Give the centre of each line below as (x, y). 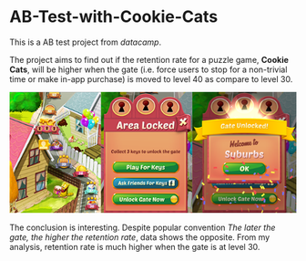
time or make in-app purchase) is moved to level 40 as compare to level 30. (151, 78)
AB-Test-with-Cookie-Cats (114, 17)
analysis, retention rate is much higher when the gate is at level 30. (135, 246)
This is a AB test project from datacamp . (86, 42)
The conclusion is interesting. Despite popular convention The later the (143, 227)
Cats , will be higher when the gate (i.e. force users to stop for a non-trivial (148, 69)
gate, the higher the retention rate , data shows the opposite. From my (140, 237)
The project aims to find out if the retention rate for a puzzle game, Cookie (149, 59)
